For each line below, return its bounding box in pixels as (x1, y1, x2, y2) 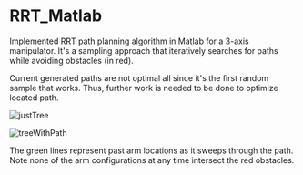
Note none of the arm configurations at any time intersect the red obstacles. (9, 154, 295, 165)
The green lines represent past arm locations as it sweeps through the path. (9, 145, 294, 156)
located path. (9, 92, 59, 103)
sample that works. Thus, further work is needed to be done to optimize (9, 82, 279, 93)
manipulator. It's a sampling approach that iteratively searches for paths (9, 45, 279, 56)
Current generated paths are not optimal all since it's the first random (9, 72, 269, 83)
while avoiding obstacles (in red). (9, 55, 134, 66)
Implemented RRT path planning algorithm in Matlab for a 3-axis (9, 36, 249, 46)
